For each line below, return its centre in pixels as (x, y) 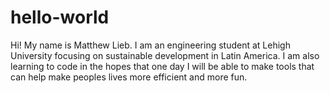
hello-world (60, 17)
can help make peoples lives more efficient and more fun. (129, 77)
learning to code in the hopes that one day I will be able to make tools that (162, 66)
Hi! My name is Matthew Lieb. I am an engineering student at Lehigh (150, 45)
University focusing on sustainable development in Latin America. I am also (165, 55)
